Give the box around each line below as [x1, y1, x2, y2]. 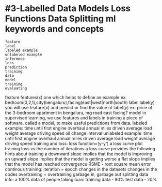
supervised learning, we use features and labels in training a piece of [5, 115, 143, 121]
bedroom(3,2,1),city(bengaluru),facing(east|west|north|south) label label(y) [5, 100, 155, 105]
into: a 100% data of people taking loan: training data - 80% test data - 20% [5, 176, 157, 182]
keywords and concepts [5, 24, 104, 34]
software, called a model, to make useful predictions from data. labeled [5, 120, 147, 126]
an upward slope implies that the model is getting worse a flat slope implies [5, 156, 156, 162]
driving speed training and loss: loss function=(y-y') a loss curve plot [5, 141, 143, 146]
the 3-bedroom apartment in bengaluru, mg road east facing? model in [5, 110, 146, 115]
